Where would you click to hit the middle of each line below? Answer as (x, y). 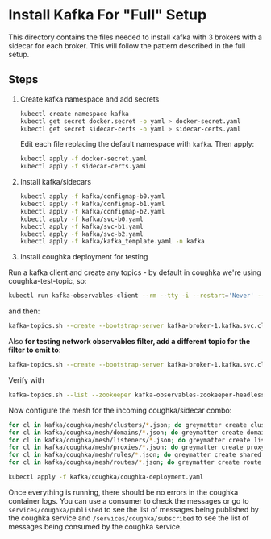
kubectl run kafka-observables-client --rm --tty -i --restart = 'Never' (131, 296)
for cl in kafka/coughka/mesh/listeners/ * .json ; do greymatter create (129, 440)
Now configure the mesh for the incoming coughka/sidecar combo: (120, 410)
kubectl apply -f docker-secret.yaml (83, 159)
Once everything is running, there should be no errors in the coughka (123, 492)
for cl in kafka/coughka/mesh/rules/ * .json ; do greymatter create (122, 455)
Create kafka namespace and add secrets (90, 99)
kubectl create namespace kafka (74, 114)
